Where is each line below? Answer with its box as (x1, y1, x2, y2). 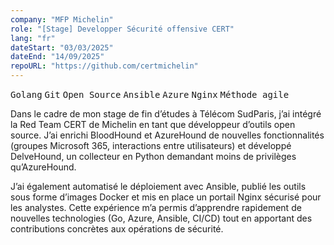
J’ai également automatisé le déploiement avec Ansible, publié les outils (10, 181, 307, 192)
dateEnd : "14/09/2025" (10, 52, 105, 62)
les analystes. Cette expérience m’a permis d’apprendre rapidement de (10, 202, 302, 213)
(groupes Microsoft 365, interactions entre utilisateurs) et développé (10, 140, 292, 151)
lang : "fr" (10, 33, 56, 43)
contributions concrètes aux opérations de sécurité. (10, 223, 224, 235)
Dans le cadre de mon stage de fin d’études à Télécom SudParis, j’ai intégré (10, 108, 322, 120)
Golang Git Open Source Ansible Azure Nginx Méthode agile (10, 89, 290, 100)
